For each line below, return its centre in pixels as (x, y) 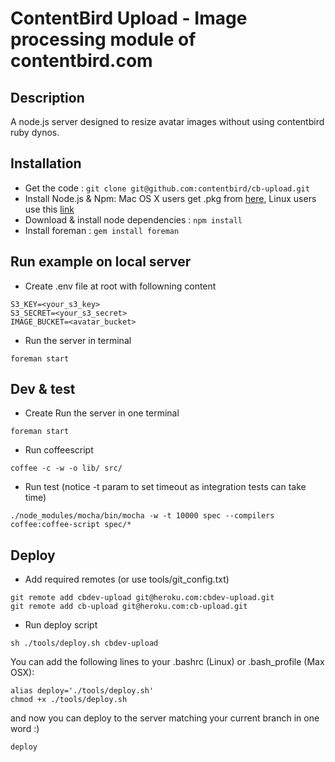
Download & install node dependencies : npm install (133, 219)
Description (47, 97)
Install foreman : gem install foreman (102, 230)
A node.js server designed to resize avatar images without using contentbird (167, 121)
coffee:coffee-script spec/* (71, 525)
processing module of (103, 39)
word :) (25, 729)
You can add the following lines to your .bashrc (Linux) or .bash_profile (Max (167, 662)
